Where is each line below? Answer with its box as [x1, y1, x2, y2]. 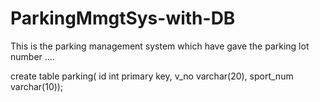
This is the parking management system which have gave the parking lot [10, 40, 310, 52]
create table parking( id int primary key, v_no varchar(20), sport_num [10, 70, 294, 82]
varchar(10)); [10, 80, 64, 92]
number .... [10, 50, 55, 62]
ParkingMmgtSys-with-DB [10, 7, 236, 30]
